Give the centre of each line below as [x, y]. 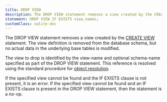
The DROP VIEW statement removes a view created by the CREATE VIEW [80, 38]
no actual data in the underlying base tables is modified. [63, 48]
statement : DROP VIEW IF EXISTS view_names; [52, 19]
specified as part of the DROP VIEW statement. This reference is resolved [81, 63]
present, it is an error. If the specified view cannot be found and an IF [76, 84]
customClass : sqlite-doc [31, 24]
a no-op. [14, 94]
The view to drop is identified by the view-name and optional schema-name [83, 58]
